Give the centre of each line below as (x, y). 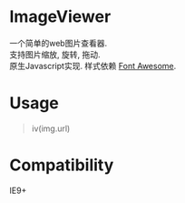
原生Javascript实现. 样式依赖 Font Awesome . (93, 66)
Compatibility (62, 165)
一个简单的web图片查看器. (58, 43)
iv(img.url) (51, 128)
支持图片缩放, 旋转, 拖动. (55, 54)
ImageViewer (60, 17)
